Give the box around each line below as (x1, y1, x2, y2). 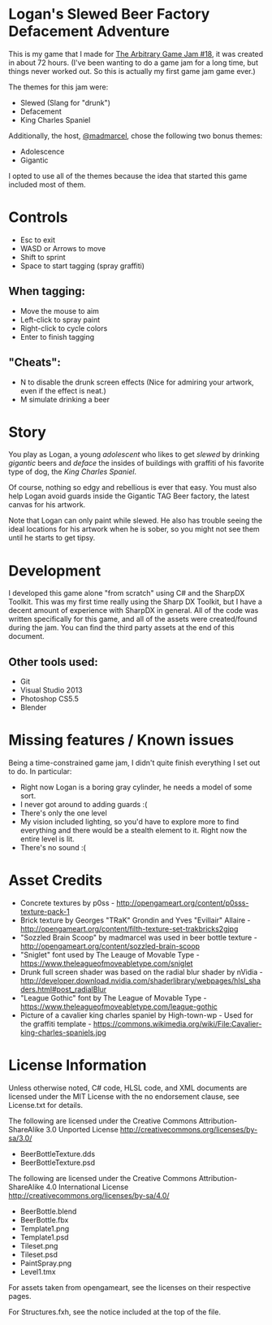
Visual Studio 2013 (19, 685, 83, 695)
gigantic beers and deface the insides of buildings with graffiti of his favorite (8, 458, 265, 468)
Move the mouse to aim (19, 306, 99, 315)
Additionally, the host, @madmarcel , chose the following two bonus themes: (8, 131, 263, 141)
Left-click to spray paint (19, 315, 101, 324)
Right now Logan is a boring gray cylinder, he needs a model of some (19, 782, 253, 793)
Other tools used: (8, 655, 99, 669)
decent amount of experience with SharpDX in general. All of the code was (8, 606, 259, 615)
